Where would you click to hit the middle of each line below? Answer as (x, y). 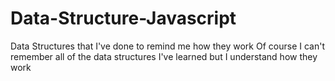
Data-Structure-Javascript (123, 18)
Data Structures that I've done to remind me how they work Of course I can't (167, 46)
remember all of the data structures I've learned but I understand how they (164, 56)
